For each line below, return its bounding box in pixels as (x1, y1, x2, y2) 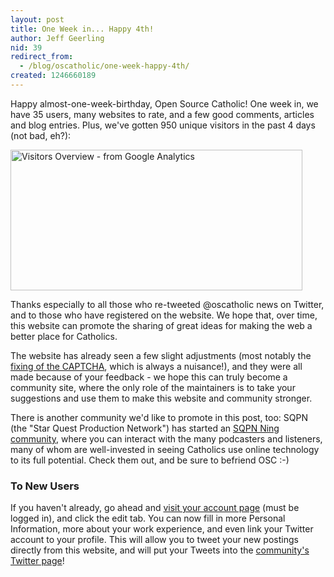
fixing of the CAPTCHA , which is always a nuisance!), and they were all (10, 360, 303, 372)
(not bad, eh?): (10, 129, 72, 141)
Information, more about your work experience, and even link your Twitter (10, 523, 314, 535)
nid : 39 (10, 42, 43, 53)
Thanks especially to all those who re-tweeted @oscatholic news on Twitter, (10, 298, 325, 310)
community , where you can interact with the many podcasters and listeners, (10, 432, 323, 445)
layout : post (10, 14, 65, 25)
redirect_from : (10, 52, 74, 62)
